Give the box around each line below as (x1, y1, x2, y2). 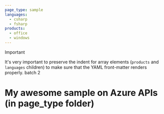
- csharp (9, 17, 28, 22)
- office (9, 31, 28, 36)
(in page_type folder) (5, 98, 95, 109)
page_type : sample (5, 7, 43, 13)
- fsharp (9, 21, 28, 27)
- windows (9, 36, 30, 41)
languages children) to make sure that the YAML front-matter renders (5, 64, 147, 70)
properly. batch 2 (5, 69, 41, 75)
